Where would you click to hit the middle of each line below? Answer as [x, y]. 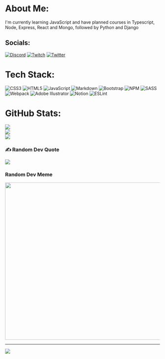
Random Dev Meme [29, 174]
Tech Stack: [30, 75]
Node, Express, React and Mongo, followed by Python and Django [72, 27]
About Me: [27, 9]
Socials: [18, 43]
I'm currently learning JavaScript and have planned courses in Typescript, [80, 22]
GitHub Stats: [33, 113]
